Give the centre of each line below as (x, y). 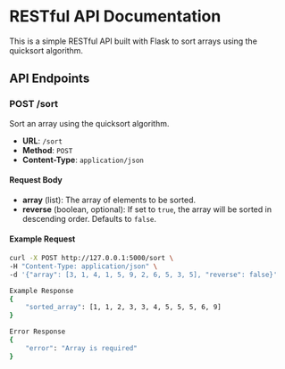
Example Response (42, 291)
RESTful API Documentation (115, 16)
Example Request (42, 239)
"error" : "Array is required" (82, 348)
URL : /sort (42, 141)
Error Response (38, 332)
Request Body (36, 180)
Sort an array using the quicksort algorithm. (89, 123)
